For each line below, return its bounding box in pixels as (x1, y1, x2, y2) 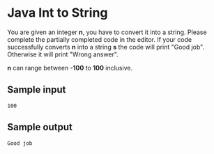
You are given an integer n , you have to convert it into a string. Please (7, 28, 207, 36)
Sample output (7, 121, 73, 133)
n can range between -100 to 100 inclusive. (7, 63, 133, 72)
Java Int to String (7, 5, 108, 21)
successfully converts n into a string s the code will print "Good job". (7, 43, 205, 51)
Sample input (7, 84, 66, 95)
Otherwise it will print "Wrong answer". (7, 50, 119, 59)
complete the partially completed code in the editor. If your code (7, 35, 192, 43)
